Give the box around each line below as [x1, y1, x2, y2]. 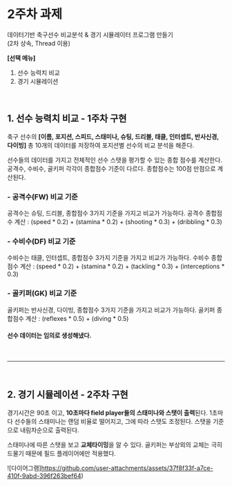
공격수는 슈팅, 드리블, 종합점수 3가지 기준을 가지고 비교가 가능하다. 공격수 [7, 209, 204, 218]
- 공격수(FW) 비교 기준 [7, 191, 78, 201]
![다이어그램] [7, 464, 41, 472]
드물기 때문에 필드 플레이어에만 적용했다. [7, 449, 116, 457]
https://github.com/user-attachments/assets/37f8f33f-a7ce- [41, 464, 213, 472]
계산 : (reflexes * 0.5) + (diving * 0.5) [25, 314, 129, 322]
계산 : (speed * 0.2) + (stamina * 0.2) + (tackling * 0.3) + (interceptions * [19, 262, 225, 270]
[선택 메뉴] [7, 53, 36, 62]
